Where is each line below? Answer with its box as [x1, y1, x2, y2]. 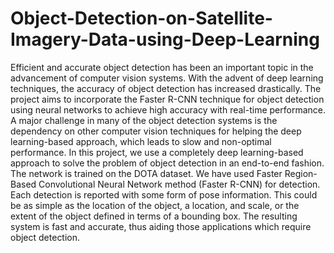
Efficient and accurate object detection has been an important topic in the [10, 61, 314, 73]
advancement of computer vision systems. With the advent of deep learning [10, 72, 324, 84]
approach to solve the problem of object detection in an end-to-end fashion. [10, 157, 325, 169]
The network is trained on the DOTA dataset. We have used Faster [10, 167, 283, 179]
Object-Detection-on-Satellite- [10, 7, 273, 30]
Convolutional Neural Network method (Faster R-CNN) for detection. [38, 178, 321, 190]
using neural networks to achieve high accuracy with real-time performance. [10, 103, 326, 116]
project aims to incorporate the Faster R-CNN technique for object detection [10, 93, 325, 105]
